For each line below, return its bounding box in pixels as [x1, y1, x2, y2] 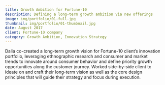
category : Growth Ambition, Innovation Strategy [5, 35, 107, 40]
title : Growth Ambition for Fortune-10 [5, 7, 87, 12]
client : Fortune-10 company [5, 30, 63, 35]
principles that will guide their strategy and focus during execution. [5, 74, 141, 80]
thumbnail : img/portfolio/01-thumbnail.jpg [5, 21, 96, 26]
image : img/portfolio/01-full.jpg [5, 16, 76, 21]
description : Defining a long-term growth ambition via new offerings [5, 12, 153, 17]
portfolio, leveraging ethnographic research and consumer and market [5, 53, 148, 59]
